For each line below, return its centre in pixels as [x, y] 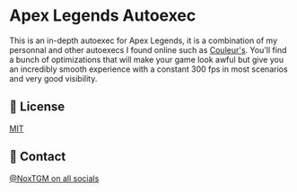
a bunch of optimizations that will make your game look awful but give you [147, 59]
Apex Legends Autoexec [103, 16]
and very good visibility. [53, 78]
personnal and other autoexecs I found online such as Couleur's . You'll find [148, 49]
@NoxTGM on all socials [54, 178]
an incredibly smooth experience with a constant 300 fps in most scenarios [149, 69]
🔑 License [37, 107]
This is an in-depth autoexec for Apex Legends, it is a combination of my [144, 40]
